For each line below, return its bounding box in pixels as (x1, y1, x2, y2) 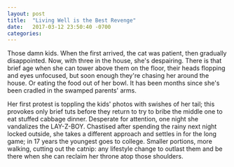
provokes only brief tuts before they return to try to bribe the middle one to (7, 107, 223, 116)
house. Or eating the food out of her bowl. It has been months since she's (7, 79, 220, 88)
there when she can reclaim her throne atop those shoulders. (7, 152, 184, 161)
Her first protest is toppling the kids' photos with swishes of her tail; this (7, 100, 215, 109)
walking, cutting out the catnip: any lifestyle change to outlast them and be (7, 145, 223, 153)
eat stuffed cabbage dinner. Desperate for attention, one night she (7, 115, 198, 123)
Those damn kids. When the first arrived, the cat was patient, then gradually (7, 49, 227, 58)
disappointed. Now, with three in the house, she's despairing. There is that (7, 57, 222, 65)
